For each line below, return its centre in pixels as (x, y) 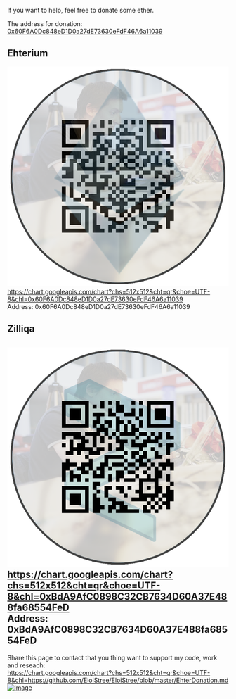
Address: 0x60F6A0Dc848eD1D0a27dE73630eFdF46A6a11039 (99, 306)
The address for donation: (45, 24)
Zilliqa (21, 329)
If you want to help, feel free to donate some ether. (81, 10)
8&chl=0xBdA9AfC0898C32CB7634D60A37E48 (117, 597)
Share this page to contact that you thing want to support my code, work (112, 657)
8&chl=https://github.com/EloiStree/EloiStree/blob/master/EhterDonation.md (118, 680)
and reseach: (26, 665)
